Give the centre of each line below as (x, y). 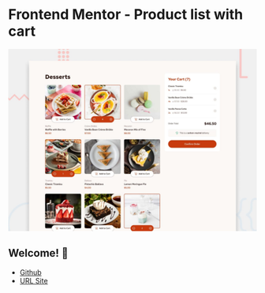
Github (30, 272)
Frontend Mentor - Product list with (126, 15)
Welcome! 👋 (38, 253)
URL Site (34, 280)
